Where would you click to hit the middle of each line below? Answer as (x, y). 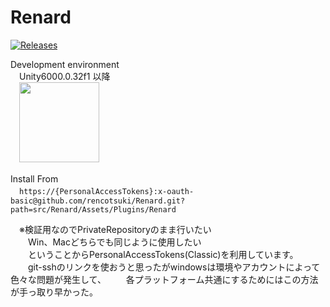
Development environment (65, 64)
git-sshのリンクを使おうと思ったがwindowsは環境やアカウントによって (174, 267)
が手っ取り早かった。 (54, 292)
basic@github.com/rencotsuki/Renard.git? (98, 201)
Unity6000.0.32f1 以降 (64, 76)
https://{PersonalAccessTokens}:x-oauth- (107, 191)
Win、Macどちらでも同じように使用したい (114, 242)
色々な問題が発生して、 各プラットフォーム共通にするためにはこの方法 (164, 279)
